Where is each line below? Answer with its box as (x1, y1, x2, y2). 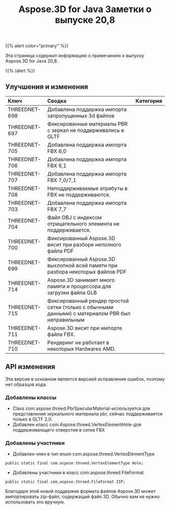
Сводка (47, 98, 67, 104)
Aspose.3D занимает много (47, 276, 115, 284)
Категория (135, 98, 162, 104)
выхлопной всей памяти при (47, 262, 118, 269)
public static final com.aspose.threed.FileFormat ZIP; (5, 479, 125, 485)
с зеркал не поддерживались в (47, 127, 124, 133)
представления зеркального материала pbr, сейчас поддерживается (12, 411, 163, 417)
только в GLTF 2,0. (12, 416, 53, 423)
